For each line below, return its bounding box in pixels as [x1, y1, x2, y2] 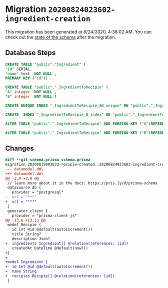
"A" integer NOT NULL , [5, 89, 57, 94]
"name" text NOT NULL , [5, 71, 57, 76]
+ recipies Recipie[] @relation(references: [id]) [5, 273, 115, 278]
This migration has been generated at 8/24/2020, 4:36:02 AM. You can [5, 28, 152, 34]
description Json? [11, 236, 50, 241]
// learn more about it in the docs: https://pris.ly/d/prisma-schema [7, 180, 157, 185]
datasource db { [7, 185, 41, 190]
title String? [11, 231, 41, 237]
